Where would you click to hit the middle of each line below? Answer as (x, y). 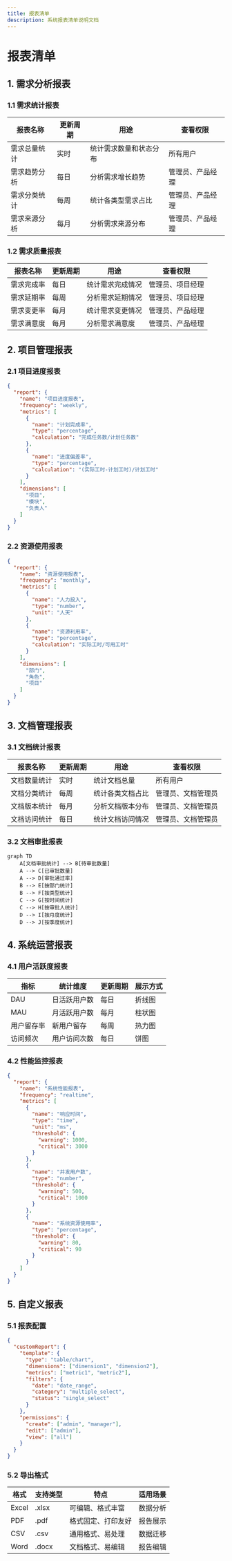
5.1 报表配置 (27, 1326)
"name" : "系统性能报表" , (52, 1088)
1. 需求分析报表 (39, 84)
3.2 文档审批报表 (35, 842)
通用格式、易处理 (97, 1534)
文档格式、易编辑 (97, 1547)
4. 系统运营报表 (40, 945)
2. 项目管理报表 (40, 350)
